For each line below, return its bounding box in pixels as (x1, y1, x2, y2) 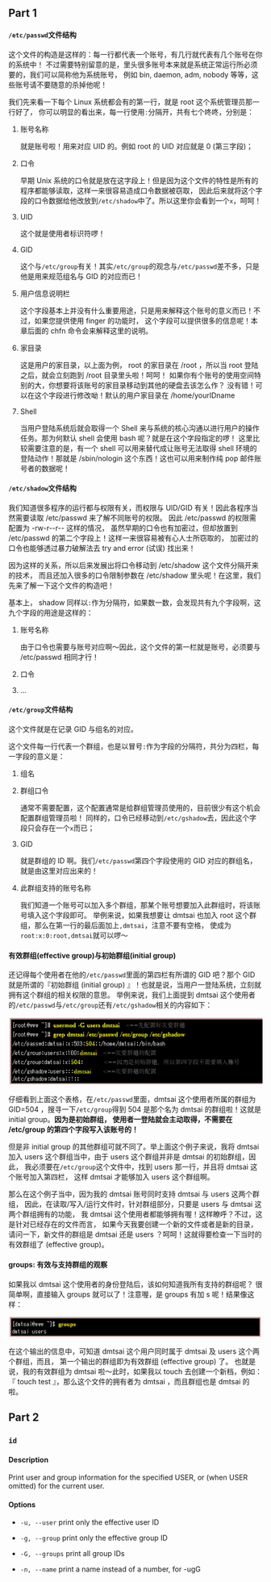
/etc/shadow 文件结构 (8, 483, 77, 493)
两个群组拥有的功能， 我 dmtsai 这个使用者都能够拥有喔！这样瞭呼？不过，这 (8, 1209, 263, 1219)
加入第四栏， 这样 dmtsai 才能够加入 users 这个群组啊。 (29, 1172, 215, 1182)
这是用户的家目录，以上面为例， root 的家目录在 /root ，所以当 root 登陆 (19, 360, 259, 369)
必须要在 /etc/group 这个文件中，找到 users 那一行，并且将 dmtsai (31, 1162, 248, 1172)
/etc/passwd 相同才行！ (19, 652, 99, 662)
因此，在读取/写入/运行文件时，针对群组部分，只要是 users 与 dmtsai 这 (23, 1200, 262, 1209)
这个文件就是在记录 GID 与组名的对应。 (8, 724, 139, 733)
